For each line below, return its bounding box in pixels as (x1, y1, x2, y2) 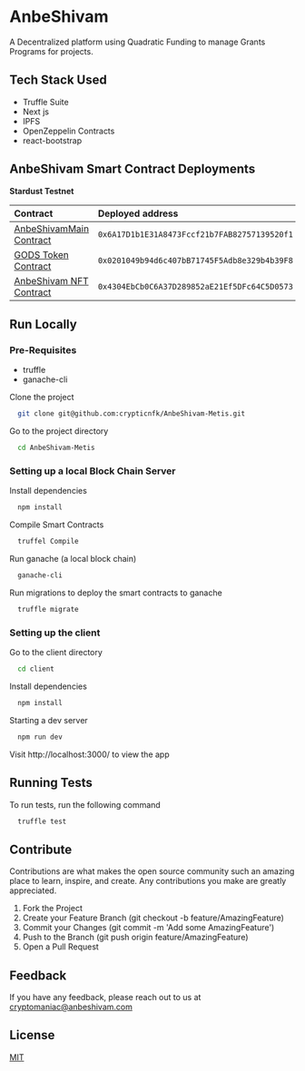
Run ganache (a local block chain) (9, 554, 137, 565)
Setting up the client (9, 626, 101, 639)
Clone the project (9, 392, 74, 403)
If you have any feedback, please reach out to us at (9, 992, 202, 1003)
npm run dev (17, 732, 64, 742)
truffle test (17, 817, 67, 826)
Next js (22, 106, 50, 117)
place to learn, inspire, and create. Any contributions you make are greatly (9, 876, 287, 887)
